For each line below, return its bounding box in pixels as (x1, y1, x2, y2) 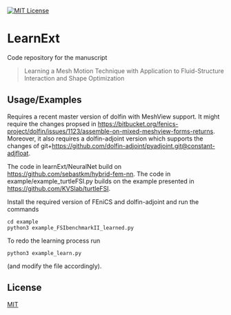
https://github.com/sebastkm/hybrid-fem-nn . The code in (7, 170, 171, 178)
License (7, 282, 42, 294)
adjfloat (7, 149, 29, 157)
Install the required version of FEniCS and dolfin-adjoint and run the (7, 197, 199, 206)
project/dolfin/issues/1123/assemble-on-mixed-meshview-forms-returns (7, 127, 214, 135)
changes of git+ (7, 141, 52, 150)
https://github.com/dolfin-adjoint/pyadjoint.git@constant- (51, 141, 215, 150)
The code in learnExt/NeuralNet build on (7, 162, 122, 170)
